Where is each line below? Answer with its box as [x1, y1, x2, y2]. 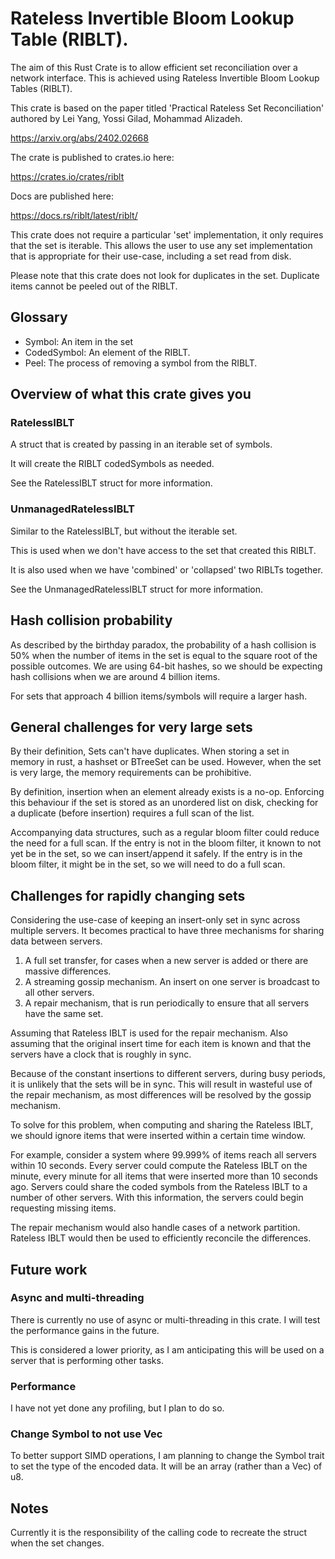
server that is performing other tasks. [10, 1354, 164, 1366]
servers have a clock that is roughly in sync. [10, 1048, 192, 1061]
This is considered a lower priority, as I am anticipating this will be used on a [10, 1343, 325, 1356]
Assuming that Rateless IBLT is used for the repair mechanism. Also [10, 1027, 288, 1039]
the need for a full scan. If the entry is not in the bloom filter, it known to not [10, 837, 322, 849]
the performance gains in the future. [10, 1324, 160, 1336]
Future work [10, 1261, 88, 1278]
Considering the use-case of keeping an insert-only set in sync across [10, 914, 301, 926]
